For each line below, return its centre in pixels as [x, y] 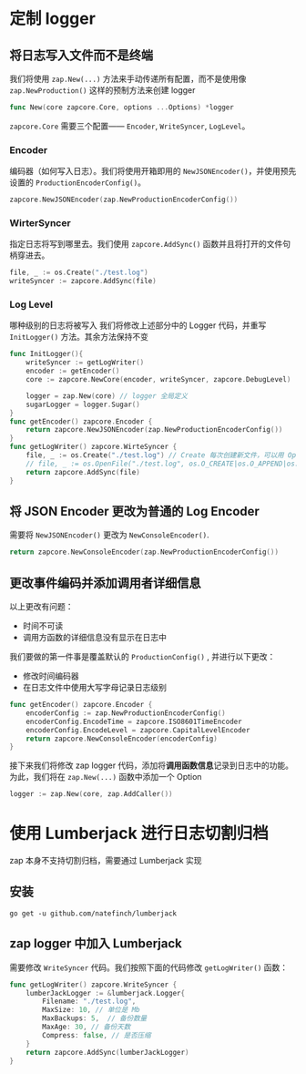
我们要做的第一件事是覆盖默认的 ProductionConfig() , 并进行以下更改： [143, 657]
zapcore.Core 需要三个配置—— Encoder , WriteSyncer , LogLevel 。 [130, 126]
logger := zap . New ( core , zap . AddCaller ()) [91, 794]
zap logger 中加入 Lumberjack [96, 944]
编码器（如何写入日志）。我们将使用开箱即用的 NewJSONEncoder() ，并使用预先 [153, 171]
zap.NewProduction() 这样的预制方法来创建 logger [102, 90]
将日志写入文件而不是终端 [81, 55]
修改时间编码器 [51, 676]
